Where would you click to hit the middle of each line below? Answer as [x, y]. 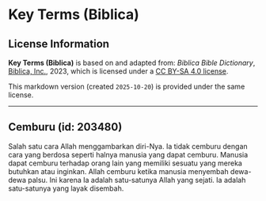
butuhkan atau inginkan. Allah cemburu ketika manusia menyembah [118, 171]
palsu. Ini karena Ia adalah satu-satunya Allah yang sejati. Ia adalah [137, 180]
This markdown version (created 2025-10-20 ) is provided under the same [127, 86]
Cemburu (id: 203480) [65, 127]
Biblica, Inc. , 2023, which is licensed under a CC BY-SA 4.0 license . [118, 71]
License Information [59, 44]
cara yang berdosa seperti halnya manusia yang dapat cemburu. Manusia [128, 154]
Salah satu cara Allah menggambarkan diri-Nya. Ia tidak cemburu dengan [128, 146]
